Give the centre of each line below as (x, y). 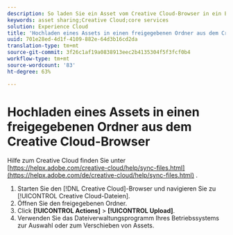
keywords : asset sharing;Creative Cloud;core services (88, 20)
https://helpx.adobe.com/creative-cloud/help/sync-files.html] (97, 168)
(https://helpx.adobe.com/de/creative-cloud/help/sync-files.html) (101, 175)
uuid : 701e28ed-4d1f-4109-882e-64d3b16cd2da (72, 40)
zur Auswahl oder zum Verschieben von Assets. (86, 225)
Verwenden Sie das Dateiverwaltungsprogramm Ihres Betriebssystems (118, 218)
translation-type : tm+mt (43, 46)
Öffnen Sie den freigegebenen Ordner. (72, 203)
